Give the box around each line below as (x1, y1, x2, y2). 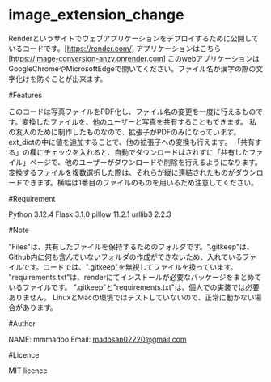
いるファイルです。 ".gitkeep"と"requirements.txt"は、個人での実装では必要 (8, 282, 260, 292)
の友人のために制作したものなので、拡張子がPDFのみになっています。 (8, 127, 241, 137)
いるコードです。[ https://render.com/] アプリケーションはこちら (8, 43, 222, 53)
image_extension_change (8, 6, 184, 24)
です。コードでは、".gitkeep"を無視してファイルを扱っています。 (22, 261, 238, 272)
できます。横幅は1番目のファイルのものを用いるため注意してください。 (22, 177, 259, 187)
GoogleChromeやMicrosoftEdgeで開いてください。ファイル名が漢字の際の (8, 63, 256, 74)
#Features (8, 90, 43, 100)
